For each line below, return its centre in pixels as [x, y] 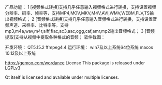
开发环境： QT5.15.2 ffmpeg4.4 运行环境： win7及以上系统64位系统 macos [79, 47]
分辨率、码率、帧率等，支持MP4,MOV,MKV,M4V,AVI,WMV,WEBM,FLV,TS [77, 13]
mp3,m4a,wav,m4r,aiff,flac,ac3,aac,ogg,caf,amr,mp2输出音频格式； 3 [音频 [80, 31]
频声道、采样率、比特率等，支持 [37, 25]
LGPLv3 [13, 68]
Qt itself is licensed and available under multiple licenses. [62, 77]
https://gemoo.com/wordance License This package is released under [75, 63]
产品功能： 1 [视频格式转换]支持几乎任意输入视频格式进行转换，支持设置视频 [81, 7]
